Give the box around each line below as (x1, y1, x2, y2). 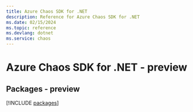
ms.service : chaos (6, 36, 51, 41)
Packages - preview (6, 84, 80, 94)
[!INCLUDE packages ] (6, 100, 59, 106)
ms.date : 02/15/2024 (6, 19, 57, 25)
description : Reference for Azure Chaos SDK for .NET (6, 14, 140, 20)
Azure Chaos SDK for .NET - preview (6, 61, 188, 74)
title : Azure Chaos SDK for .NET (6, 8, 88, 15)
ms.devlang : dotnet (6, 30, 54, 36)
